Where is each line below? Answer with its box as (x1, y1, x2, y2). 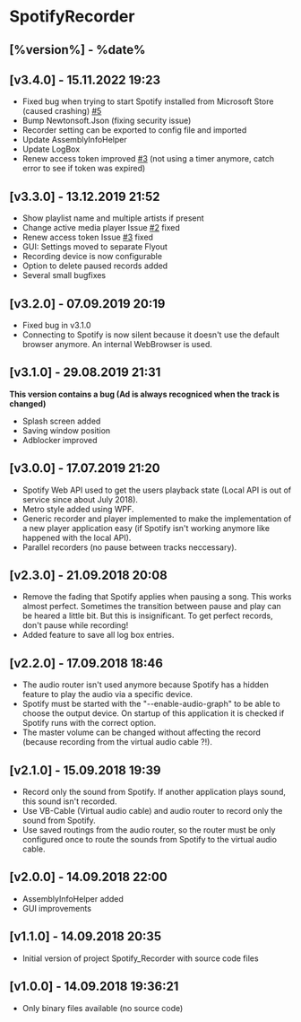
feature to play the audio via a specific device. (21, 689, 193, 700)
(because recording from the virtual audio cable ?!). (21, 737, 213, 747)
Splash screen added (21, 415, 101, 426)
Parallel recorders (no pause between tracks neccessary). (21, 541, 237, 553)
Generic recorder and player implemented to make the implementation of (21, 513, 292, 524)
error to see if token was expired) (21, 163, 146, 174)
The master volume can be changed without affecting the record (21, 727, 262, 738)
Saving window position (21, 424, 111, 436)
